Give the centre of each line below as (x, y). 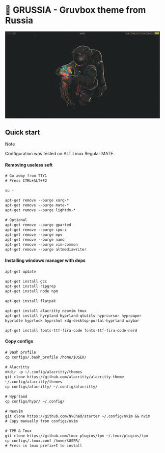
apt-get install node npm (31, 291)
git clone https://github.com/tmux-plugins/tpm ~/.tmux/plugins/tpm (77, 436)
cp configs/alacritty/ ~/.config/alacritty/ (51, 387)
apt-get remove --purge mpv (34, 235)
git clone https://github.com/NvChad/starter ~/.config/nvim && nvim (78, 416)
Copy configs (19, 341)
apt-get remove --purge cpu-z (36, 230)
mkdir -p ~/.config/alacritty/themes (44, 372)
